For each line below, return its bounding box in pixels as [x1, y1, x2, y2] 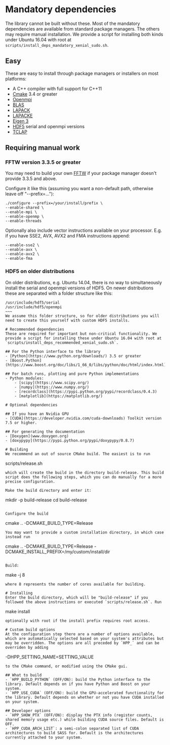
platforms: [5, 75, 27, 82]
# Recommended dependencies [5, 326, 65, 332]
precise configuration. [5, 479, 56, 484]
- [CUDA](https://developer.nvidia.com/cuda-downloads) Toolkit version [5, 415, 162, 421]
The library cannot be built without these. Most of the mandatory [5, 20, 140, 26]
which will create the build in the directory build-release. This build [5, 470, 164, 475]
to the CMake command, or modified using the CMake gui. [5, 664, 128, 669]
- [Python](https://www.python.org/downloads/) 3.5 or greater [5, 353, 142, 359]
